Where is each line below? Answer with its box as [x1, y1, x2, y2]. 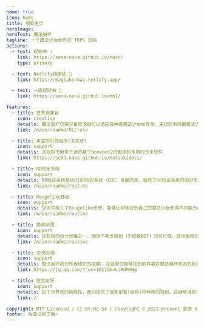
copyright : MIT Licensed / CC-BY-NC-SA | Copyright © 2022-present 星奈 [6, 306, 192, 312]
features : [6, 104, 32, 110]
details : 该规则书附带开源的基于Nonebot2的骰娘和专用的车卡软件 [17, 149, 163, 155]
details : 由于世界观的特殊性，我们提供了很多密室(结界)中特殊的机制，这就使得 [17, 289, 192, 295]
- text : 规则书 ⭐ [12, 49, 53, 55]
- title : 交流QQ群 [12, 250, 56, 256]
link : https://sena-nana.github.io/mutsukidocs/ [17, 155, 143, 161]
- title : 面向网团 [12, 222, 55, 228]
